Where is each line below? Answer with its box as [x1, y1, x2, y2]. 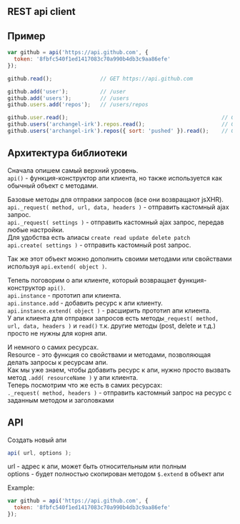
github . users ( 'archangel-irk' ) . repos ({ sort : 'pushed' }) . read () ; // [7, 128, 229, 135]
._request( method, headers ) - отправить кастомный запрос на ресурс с [7, 388, 232, 397]
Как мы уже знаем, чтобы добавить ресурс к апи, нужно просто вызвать [7, 366, 231, 374]
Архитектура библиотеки [7, 147, 128, 159]
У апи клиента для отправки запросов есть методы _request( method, [7, 313, 219, 322]
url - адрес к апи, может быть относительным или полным [7, 462, 187, 470]
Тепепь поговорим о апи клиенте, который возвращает [7, 276, 177, 284]
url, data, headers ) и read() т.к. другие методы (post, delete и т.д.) [7, 321, 216, 330]
